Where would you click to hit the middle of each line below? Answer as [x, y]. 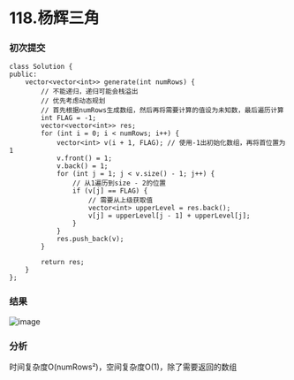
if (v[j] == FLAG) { [110, 191]
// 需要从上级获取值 [120, 201]
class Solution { [41, 67]
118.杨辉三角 [54, 18]
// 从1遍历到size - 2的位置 [119, 183]
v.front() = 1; [84, 159]
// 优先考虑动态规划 [73, 101]
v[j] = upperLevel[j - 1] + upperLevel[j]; [169, 216]
